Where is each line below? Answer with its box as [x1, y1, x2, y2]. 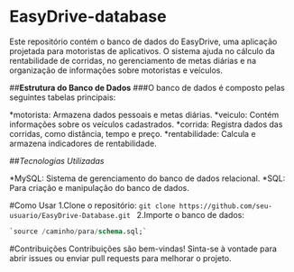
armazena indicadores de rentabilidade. [9, 138, 157, 149]
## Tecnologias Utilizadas [9, 155, 105, 166]
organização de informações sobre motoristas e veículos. [9, 65, 224, 76]
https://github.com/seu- [179, 201, 272, 211]
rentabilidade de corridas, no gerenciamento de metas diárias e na [9, 55, 257, 66]
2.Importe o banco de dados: [136, 209, 245, 220]
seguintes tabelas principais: [9, 92, 116, 103]
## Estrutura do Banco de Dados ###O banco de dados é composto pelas [9, 82, 286, 93]
